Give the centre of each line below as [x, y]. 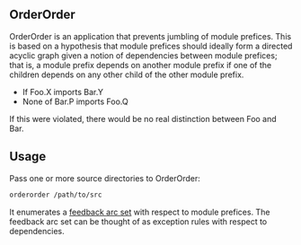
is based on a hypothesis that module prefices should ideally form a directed [151, 46]
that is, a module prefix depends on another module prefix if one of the [141, 65]
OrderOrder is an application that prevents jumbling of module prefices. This [150, 36]
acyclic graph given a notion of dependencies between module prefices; [143, 55]
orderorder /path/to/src [56, 195]
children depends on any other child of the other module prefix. [127, 74]
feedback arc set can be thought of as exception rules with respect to [138, 221]
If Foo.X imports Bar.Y [63, 92]
